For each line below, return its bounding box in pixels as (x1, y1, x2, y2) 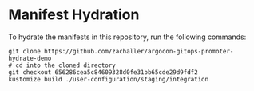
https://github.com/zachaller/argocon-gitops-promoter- (43, 47, 234, 55)
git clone (8, 47, 42, 55)
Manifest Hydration (8, 6, 140, 24)
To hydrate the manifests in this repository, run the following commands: (8, 32, 247, 42)
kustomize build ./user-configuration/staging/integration (8, 75, 209, 83)
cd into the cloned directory (15, 61, 116, 69)
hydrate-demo (8, 54, 52, 62)
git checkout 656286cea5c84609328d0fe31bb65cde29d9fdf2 (8, 68, 198, 77)
